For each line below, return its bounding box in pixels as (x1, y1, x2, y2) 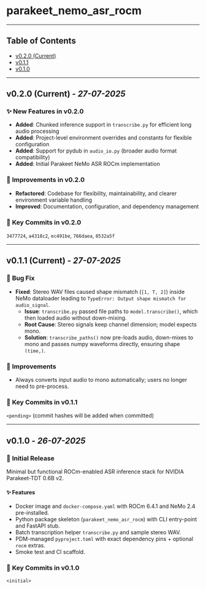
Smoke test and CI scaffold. (15, 548, 86, 556)
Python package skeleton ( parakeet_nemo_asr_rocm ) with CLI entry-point (15, 516, 197, 523)
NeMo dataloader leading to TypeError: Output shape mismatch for (15, 294, 186, 302)
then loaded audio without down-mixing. (24, 314, 127, 322)
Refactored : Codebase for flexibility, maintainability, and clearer (15, 189, 177, 197)
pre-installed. (15, 509, 50, 516)
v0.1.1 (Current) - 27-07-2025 (6, 256, 121, 266)
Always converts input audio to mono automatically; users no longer (15, 376, 188, 384)
